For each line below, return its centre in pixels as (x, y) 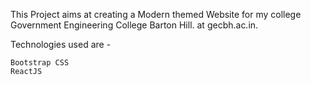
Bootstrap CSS (40, 63)
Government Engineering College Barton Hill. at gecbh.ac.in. (134, 25)
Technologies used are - (61, 44)
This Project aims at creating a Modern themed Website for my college (156, 14)
